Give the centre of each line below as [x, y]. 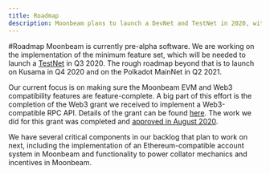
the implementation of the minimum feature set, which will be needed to [127, 55]
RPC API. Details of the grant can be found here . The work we [149, 112]
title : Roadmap [34, 16]
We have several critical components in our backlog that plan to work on [128, 136]
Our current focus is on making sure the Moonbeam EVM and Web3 [121, 87]
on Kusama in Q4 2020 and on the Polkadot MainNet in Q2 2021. [115, 71]
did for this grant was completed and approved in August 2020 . [113, 121]
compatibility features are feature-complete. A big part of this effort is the [130, 95]
